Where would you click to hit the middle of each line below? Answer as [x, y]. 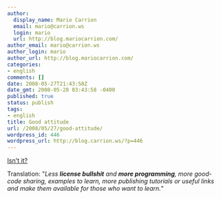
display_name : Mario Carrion [55, 20]
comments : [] [26, 77]
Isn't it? [18, 161]
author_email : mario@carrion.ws [53, 45]
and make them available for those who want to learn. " [85, 189]
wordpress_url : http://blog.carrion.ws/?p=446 [75, 141]
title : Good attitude [38, 122]
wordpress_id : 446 [33, 134]
